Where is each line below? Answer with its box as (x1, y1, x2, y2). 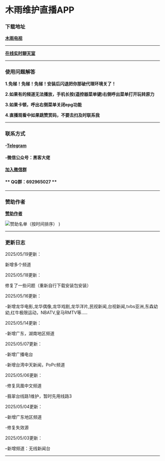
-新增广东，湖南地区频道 (5, 331, 55, 337)
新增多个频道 (5, 262, 31, 268)
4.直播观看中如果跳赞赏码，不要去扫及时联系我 (5, 112, 100, 118)
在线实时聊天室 (5, 50, 35, 57)
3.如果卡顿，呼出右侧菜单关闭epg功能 (5, 101, 82, 107)
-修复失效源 (5, 425, 29, 430)
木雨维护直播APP (5, 4, 75, 16)
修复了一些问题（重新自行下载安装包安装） (5, 282, 91, 288)
